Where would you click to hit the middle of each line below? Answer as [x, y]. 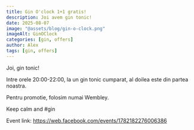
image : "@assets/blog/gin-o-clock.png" [56, 28]
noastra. [16, 86]
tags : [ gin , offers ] [32, 51]
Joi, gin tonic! [23, 68]
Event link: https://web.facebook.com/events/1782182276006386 [87, 120]
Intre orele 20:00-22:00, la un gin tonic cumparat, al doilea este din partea [97, 79]
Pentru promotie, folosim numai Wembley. [58, 97]
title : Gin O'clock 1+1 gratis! [46, 12]
